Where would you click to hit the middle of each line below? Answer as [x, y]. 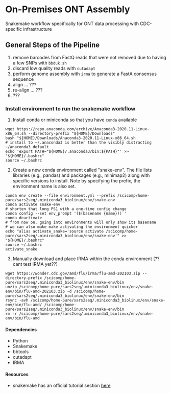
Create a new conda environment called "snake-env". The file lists [82, 170]
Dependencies [21, 329]
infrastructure [38, 29]
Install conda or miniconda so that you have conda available [75, 120]
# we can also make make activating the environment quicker [72, 227]
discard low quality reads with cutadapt [54, 68]
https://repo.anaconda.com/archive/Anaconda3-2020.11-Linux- [83, 129]
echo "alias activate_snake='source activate [54, 232]
